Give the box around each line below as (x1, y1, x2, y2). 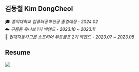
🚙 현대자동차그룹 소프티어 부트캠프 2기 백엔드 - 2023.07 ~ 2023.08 (5, 34, 135, 40)
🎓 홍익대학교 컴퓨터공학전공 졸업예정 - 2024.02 (5, 19, 99, 24)
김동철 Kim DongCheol (5, 4, 73, 13)
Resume (5, 48, 31, 57)
